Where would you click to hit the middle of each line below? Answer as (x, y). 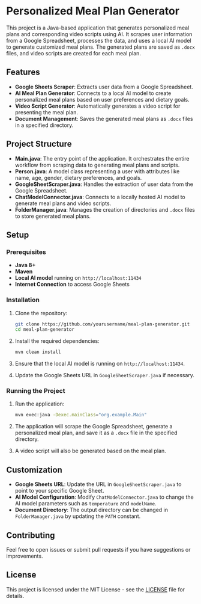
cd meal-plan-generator (45, 330)
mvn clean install (38, 352)
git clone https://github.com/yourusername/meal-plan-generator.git (102, 324)
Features (23, 72)
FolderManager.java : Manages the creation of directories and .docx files (105, 209)
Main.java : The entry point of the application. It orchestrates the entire (102, 158)
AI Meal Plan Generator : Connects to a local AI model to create (93, 93)
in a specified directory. (44, 125)
